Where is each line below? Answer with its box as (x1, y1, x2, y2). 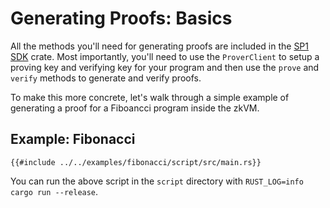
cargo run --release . (10, 185, 99, 197)
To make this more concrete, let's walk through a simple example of (10, 91, 290, 103)
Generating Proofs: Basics (10, 7, 233, 30)
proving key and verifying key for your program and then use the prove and (10, 61, 320, 73)
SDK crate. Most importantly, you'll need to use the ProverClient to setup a (10, 50, 320, 62)
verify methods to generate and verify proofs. (10, 72, 202, 84)
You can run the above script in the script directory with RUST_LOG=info (10, 175, 304, 187)
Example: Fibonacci (10, 131, 136, 148)
